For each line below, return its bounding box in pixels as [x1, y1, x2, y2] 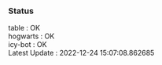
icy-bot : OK [8, 40, 47, 49]
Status [8, 5, 34, 16]
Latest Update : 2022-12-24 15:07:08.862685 [8, 49, 155, 58]
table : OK [8, 23, 41, 33]
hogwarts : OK [8, 31, 55, 41]
